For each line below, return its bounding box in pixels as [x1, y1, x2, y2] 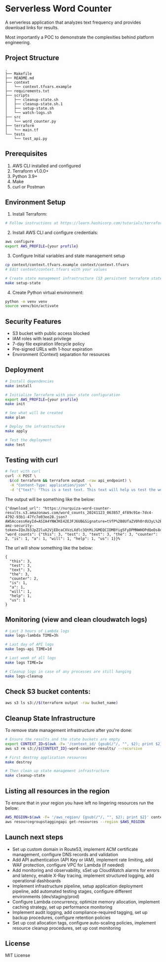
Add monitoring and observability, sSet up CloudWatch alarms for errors [12, 867, 160, 873]
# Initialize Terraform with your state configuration [5, 392, 121, 397]
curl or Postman [12, 183, 45, 189]
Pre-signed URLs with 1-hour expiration [12, 346, 93, 352]
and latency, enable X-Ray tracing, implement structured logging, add [12, 872, 154, 878]
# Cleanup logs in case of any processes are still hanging [5, 669, 132, 674]
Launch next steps [5, 833, 63, 841]
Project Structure [5, 54, 59, 62]
